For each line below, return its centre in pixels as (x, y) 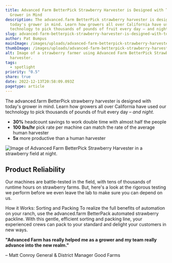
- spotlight (23, 67)
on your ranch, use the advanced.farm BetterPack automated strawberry (82, 214)
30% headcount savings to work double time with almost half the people (89, 122)
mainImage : (17, 44)
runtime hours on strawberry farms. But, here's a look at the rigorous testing (86, 187)
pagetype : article (25, 86)
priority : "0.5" (23, 72)
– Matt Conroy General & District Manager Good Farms (63, 255)
